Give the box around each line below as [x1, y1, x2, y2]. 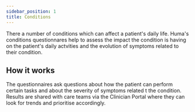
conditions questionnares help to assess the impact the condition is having [6, 36, 186, 43]
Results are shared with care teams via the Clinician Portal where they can [6, 93, 185, 100]
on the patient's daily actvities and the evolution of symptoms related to [6, 42, 179, 50]
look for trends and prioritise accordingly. [6, 100, 106, 107]
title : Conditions [6, 14, 51, 20]
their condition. [6, 48, 43, 55]
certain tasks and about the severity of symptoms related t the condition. [6, 87, 182, 94]
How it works [6, 65, 55, 75]
